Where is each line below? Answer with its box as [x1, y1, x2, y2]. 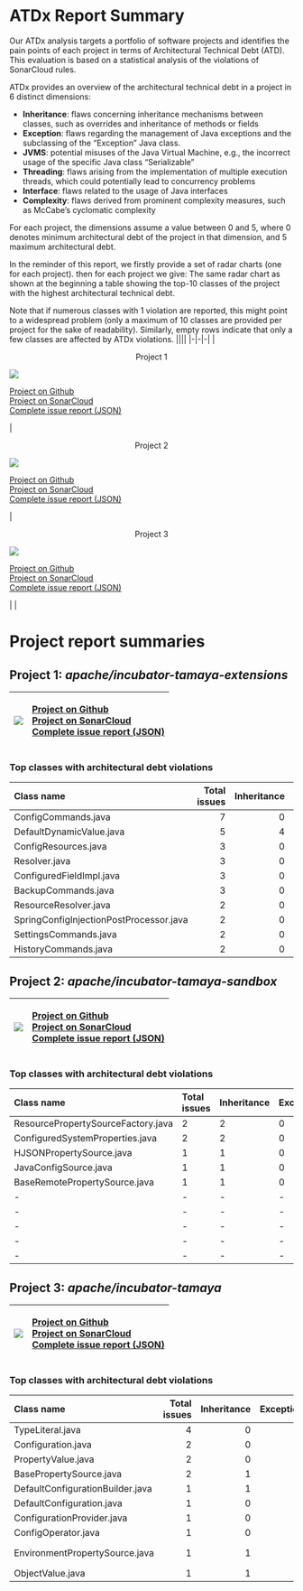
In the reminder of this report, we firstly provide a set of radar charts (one [9, 258, 282, 269]
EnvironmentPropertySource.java [14, 1547, 155, 1559]
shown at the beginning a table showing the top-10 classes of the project [9, 277, 280, 289]
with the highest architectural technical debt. [9, 287, 176, 298]
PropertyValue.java [14, 1453, 95, 1465]
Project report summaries [9, 631, 206, 652]
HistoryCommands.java [14, 943, 113, 955]
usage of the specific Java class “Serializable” [22, 156, 196, 167]
